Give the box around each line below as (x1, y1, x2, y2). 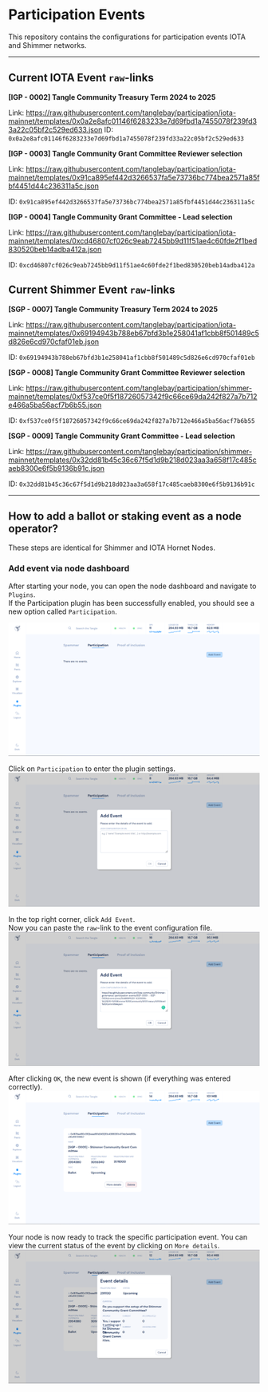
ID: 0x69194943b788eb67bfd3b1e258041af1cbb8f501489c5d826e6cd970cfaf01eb (8, 352, 255, 362)
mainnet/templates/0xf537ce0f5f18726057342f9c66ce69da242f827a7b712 (8, 391, 258, 401)
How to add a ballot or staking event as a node (8, 509, 242, 523)
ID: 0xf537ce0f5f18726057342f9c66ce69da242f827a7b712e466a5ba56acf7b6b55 (8, 415, 255, 425)
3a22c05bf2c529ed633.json (8, 125, 103, 134)
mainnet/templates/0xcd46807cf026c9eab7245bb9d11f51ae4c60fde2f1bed (8, 235, 258, 245)
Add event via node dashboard (8, 563, 130, 574)
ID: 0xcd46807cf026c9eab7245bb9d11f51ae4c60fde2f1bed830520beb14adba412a (8, 259, 255, 269)
